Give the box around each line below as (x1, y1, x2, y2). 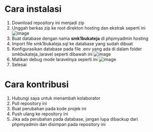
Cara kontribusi (4, 79, 69, 90)
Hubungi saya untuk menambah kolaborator (11, 95, 101, 101)
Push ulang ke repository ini (11, 111, 68, 117)
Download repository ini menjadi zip (11, 20, 84, 26)
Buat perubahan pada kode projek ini (11, 105, 87, 111)
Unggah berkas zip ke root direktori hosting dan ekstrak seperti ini (11, 25, 146, 31)
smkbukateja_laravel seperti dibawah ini (11, 51, 93, 57)
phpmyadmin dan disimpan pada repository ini (11, 121, 106, 127)
